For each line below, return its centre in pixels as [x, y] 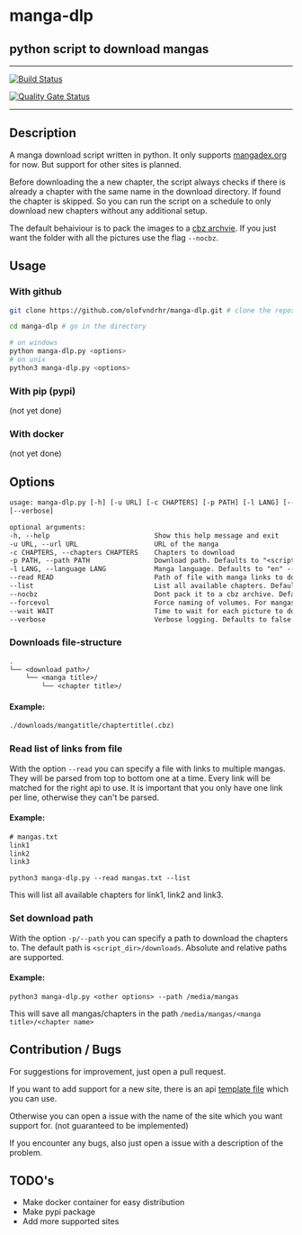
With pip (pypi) [43, 391]
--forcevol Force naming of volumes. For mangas [152, 603]
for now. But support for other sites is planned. [95, 164]
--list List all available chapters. [138, 586]
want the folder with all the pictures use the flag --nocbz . [114, 237]
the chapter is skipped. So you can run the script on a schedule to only [140, 201]
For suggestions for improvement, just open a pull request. [118, 1071]
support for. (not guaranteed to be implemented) [99, 1125]
